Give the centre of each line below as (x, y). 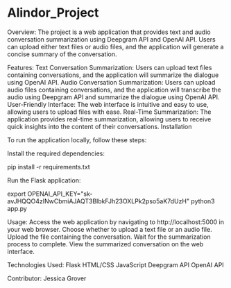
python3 (203, 201)
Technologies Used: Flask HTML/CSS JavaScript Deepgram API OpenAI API (115, 264)
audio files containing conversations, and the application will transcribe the (114, 90)
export (17, 194)
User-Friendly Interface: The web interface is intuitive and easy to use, (108, 104)
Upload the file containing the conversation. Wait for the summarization (109, 237)
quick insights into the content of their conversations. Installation (100, 126)
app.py (17, 208)
